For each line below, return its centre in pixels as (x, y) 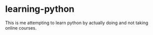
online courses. (21, 28)
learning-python (40, 9)
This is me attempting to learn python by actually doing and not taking (77, 23)
